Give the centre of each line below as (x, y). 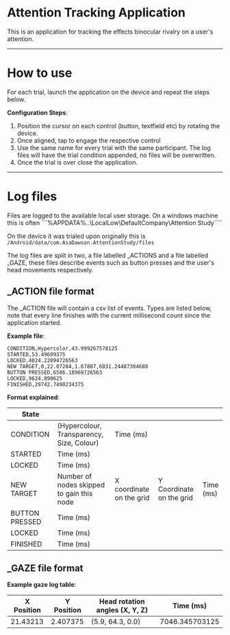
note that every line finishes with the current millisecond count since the (109, 315)
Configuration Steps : (38, 112)
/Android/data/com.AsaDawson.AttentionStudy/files (81, 242)
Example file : (26, 336)
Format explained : (34, 397)
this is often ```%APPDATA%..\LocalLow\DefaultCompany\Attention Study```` (115, 223)
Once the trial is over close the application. (77, 162)
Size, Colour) (78, 442)
